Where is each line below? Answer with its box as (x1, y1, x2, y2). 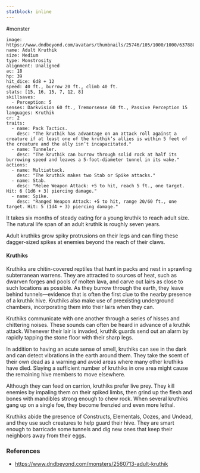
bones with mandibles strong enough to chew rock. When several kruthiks (6, 395, 189, 402)
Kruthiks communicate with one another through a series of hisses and (6, 314, 180, 322)
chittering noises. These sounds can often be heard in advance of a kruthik (6, 321, 190, 328)
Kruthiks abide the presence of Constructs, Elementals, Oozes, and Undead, (6, 413, 193, 420)
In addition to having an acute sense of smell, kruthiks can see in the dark (6, 345, 187, 353)
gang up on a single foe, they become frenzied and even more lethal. (6, 401, 176, 409)
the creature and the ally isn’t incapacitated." (6, 141, 132, 147)
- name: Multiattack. (11, 167, 65, 173)
